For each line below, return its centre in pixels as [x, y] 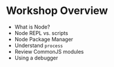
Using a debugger [36, 58]
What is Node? [32, 27]
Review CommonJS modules [49, 51]
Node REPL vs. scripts [41, 33]
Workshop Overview [57, 11]
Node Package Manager [44, 39]
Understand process [39, 45]
